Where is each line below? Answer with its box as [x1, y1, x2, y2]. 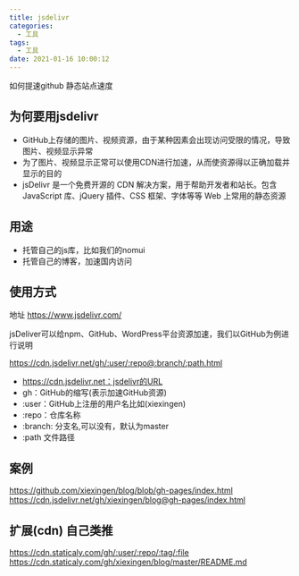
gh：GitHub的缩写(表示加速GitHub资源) [21, 387, 168, 398]
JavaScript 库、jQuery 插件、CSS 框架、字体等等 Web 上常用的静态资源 [21, 190, 287, 201]
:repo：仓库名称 [21, 410, 81, 420]
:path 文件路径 [21, 432, 76, 443]
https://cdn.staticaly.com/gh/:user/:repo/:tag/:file [9, 547, 189, 558]
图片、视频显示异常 [21, 145, 94, 157]
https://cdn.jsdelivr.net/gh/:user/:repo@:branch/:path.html [9, 358, 223, 368]
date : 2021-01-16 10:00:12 [9, 55, 110, 64]
